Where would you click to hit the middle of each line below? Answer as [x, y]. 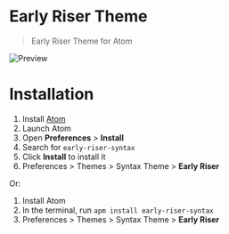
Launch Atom [46, 128]
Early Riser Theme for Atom [82, 41]
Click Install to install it [64, 157]
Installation [52, 94]
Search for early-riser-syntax [78, 147]
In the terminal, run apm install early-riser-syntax [118, 210]
